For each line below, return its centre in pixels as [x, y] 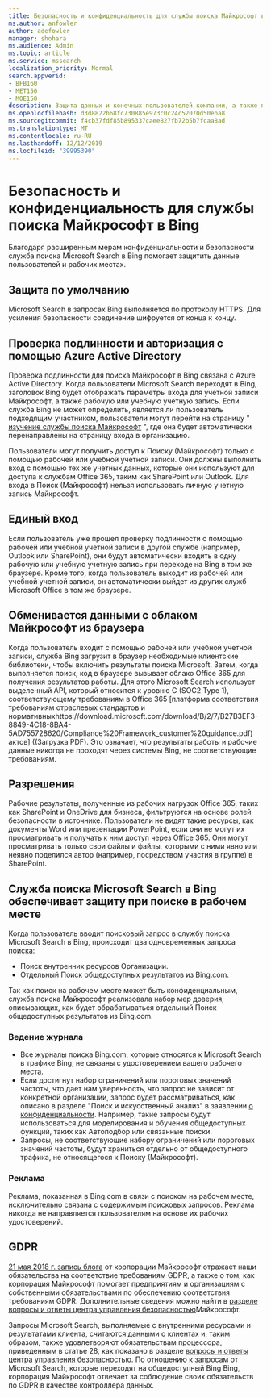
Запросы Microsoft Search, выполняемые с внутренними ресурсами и [130, 1325]
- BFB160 [23, 83]
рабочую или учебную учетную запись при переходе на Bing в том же [130, 564]
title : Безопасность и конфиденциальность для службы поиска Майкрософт [133, 16]
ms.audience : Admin [41, 46]
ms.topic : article [39, 53]
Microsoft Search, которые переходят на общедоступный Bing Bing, [124, 1367]
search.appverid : [38, 76]
